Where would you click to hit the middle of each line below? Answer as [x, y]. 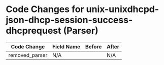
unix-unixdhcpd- [123, 9]
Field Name [66, 46]
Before [93, 46]
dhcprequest [34, 31]
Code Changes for [45, 9]
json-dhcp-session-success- [69, 20]
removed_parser [28, 55]
